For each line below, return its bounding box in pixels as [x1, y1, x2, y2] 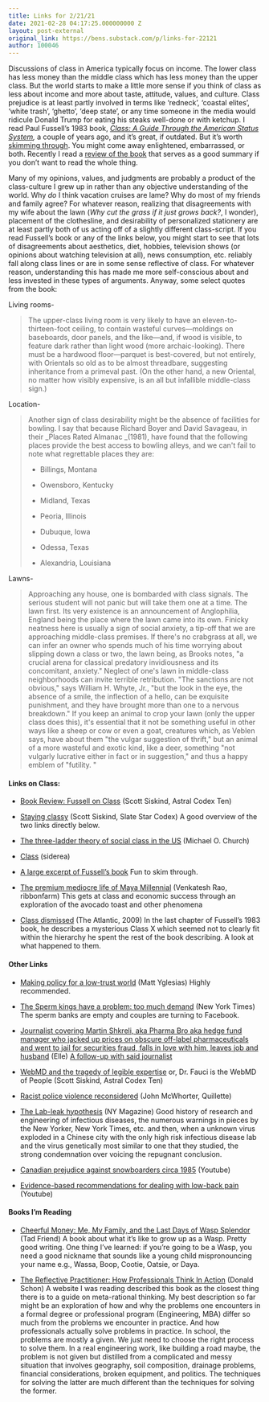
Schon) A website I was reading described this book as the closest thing [19, 1283, 259, 1293]
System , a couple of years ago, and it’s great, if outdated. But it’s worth [8, 132, 243, 141]
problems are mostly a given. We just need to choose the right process [19, 1334, 255, 1344]
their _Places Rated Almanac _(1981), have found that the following [27, 432, 248, 442]
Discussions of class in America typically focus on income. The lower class [8, 64, 257, 73]
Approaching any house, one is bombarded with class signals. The [27, 589, 249, 599]
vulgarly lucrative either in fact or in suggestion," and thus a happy [27, 752, 249, 761]
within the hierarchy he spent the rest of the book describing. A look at [19, 933, 255, 942]
